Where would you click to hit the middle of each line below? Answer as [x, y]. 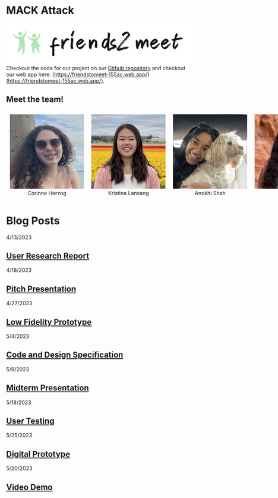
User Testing [30, 421]
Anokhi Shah [210, 193]
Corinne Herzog [47, 193]
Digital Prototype [38, 454]
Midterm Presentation [48, 388]
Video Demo [29, 487]
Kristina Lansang [129, 193]
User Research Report [48, 256]
